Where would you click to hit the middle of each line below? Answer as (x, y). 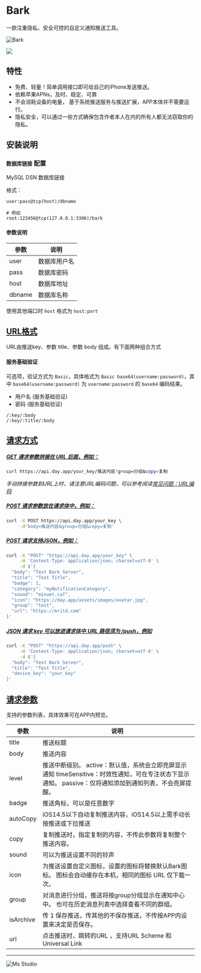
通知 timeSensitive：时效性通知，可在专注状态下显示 (116, 774)
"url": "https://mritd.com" (47, 611)
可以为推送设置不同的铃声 (78, 855)
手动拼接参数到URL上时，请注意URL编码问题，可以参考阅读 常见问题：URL (98, 484)
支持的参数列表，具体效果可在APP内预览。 (59, 714)
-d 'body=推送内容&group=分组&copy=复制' (67, 526)
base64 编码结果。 (164, 384)
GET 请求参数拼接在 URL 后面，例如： (53, 457)
